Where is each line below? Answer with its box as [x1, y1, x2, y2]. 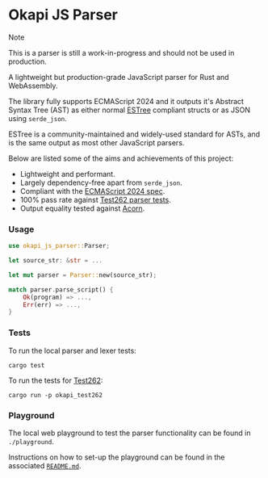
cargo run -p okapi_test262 [8, 391, 103, 399]
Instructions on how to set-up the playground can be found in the [8, 452, 225, 462]
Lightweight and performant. [19, 169, 115, 178]
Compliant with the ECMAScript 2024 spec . [19, 186, 165, 195]
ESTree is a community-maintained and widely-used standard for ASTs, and [8, 129, 261, 139]
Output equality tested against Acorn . [19, 203, 145, 213]
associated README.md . [8, 460, 82, 470]
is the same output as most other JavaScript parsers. [8, 137, 185, 147]
